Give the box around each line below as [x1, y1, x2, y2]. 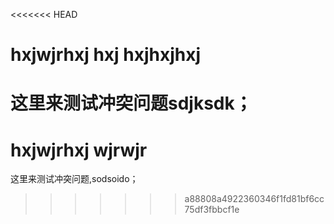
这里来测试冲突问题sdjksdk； [10, 92, 253, 115]
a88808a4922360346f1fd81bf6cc [184, 193, 325, 205]
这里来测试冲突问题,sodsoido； [10, 173, 139, 185]
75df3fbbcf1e [184, 204, 240, 216]
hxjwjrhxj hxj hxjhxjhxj [10, 44, 202, 66]
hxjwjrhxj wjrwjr [10, 139, 148, 161]
